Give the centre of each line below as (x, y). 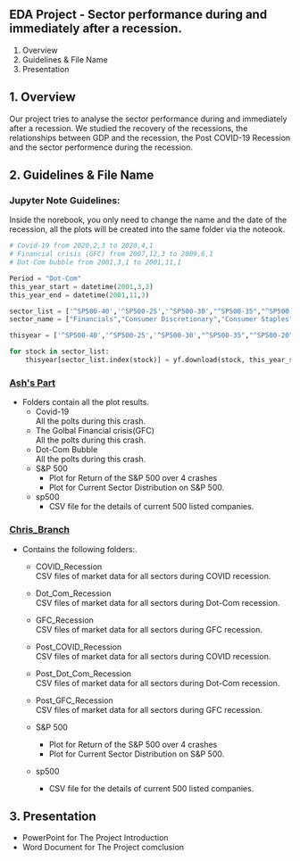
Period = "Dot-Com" (46, 278)
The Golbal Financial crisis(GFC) (95, 431)
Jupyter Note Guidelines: (65, 200)
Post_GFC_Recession (74, 700)
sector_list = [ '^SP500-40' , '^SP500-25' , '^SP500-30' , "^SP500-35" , (135, 311)
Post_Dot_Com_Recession (83, 674)
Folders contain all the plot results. (86, 402)
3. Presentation (53, 816)
